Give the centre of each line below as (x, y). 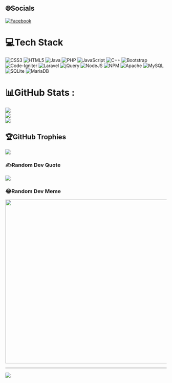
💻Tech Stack (34, 42)
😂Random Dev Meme (33, 191)
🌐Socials (20, 8)
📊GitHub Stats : (40, 92)
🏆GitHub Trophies (36, 137)
